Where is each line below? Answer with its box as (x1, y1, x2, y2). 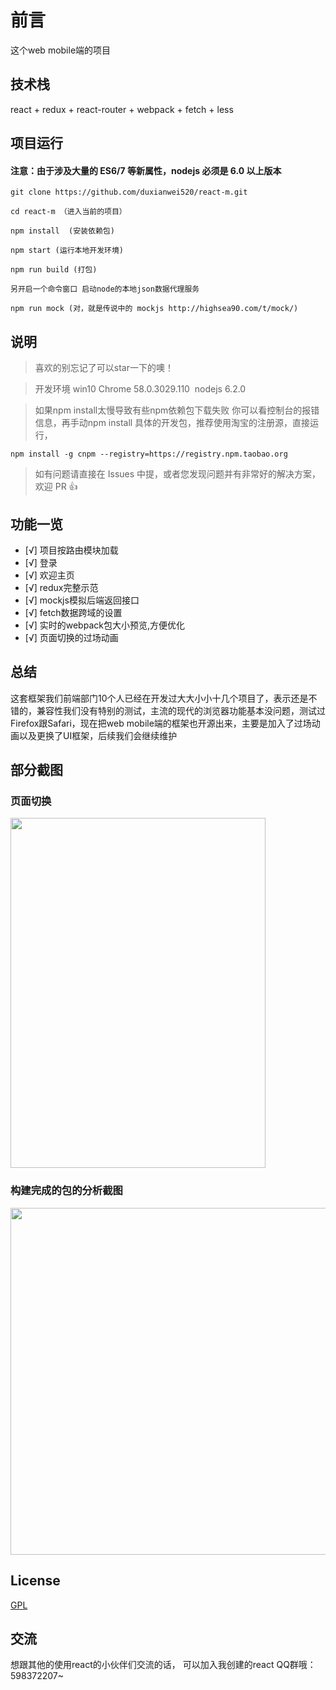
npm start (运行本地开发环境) (10, 246, 125, 256)
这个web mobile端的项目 (10, 44, 112, 56)
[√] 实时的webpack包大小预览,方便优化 (24, 619, 185, 631)
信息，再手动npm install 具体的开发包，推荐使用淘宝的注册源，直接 (34, 417, 311, 429)
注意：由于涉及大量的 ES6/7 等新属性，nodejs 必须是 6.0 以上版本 (10, 164, 282, 176)
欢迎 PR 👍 (34, 481, 78, 493)
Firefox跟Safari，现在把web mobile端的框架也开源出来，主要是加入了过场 (10, 717, 312, 729)
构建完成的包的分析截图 (10, 1184, 123, 1198)
